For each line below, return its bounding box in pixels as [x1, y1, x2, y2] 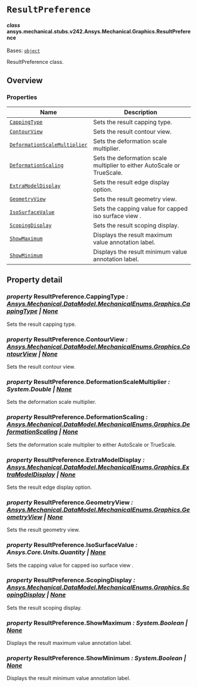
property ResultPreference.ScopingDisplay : [6, 576, 136, 584]
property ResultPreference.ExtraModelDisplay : [6, 455, 145, 464]
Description [124, 108, 157, 117]
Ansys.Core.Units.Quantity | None [6, 548, 106, 556]
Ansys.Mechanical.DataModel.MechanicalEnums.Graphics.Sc [6, 583, 190, 591]
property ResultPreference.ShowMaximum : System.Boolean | [6, 618, 188, 627]
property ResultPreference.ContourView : [6, 335, 128, 343]
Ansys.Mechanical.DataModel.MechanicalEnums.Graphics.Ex [6, 463, 189, 471]
